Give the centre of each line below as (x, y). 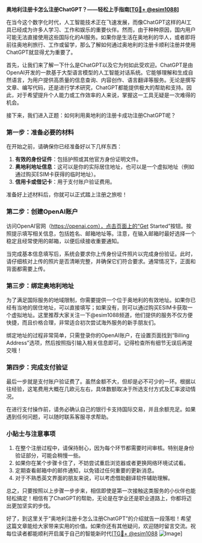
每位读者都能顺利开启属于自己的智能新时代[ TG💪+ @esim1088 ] (94, 533)
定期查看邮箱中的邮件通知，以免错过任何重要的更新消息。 (86, 470)
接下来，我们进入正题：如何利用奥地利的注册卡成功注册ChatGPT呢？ (91, 115)
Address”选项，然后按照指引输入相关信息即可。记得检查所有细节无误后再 (97, 342)
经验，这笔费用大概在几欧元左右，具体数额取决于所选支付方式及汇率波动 (101, 389)
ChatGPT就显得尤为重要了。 (41, 52)
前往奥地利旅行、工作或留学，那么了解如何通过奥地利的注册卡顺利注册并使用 (101, 45)
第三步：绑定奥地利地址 (40, 286)
